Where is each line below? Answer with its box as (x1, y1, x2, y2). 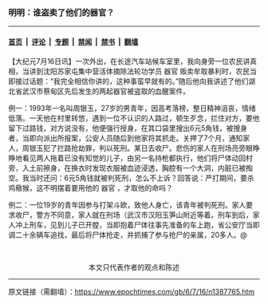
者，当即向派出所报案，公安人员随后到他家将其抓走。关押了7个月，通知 (8, 133, 243, 143)
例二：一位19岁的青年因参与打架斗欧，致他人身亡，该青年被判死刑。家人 (8, 199, 246, 209)
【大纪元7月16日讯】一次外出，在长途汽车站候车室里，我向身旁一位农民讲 (8, 56, 250, 65)
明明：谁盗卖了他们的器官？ (8, 6, 115, 18)
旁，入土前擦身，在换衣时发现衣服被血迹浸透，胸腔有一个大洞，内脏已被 (8, 163, 246, 172)
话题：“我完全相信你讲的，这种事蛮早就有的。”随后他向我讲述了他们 (29, 76, 249, 85)
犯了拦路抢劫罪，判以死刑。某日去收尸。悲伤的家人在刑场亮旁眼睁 (42, 143, 260, 152)
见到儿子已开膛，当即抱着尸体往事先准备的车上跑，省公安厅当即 (49, 219, 260, 229)
